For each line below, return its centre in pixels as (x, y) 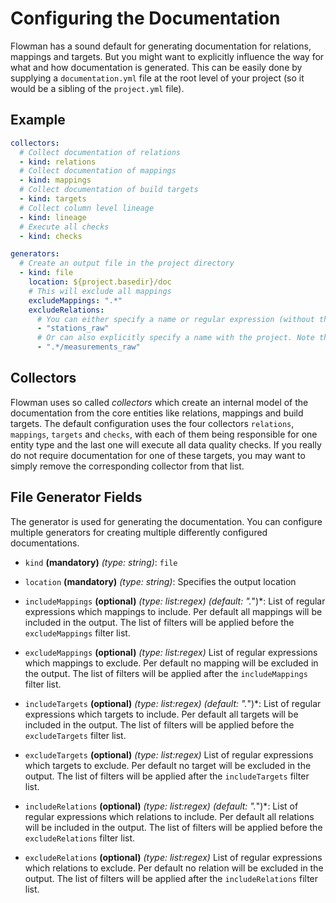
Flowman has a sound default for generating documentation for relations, (161, 46)
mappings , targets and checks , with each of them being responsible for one (164, 434)
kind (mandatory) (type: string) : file (101, 562)
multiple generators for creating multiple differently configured (139, 532)
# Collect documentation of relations (100, 152)
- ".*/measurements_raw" (88, 347)
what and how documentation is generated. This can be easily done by (156, 67)
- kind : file (46, 273)
